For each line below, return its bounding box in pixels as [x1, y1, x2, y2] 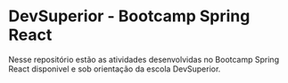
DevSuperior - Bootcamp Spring [8, 6, 251, 26]
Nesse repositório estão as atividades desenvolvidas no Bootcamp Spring [8, 54, 280, 64]
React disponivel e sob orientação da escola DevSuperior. [8, 64, 221, 74]
